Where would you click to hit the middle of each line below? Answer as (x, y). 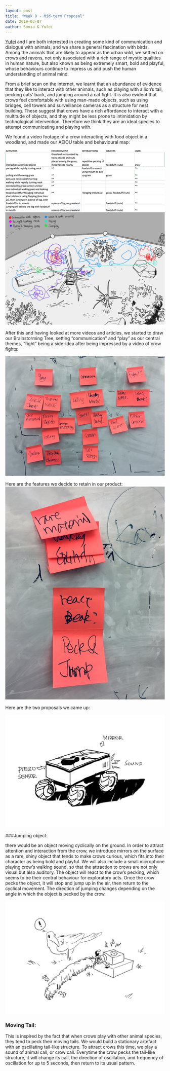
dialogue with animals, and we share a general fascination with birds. (77, 47)
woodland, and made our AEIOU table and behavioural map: (68, 142)
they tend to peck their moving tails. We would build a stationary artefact (81, 1042)
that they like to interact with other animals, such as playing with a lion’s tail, (84, 89)
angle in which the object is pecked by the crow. (56, 894)
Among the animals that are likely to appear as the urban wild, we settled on (84, 53)
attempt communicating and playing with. (49, 127)
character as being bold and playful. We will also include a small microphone (85, 862)
